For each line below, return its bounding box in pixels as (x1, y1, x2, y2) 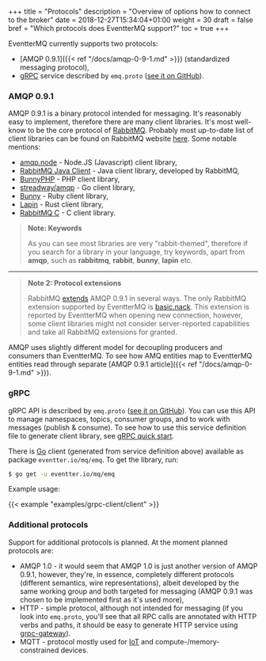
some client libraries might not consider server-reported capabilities (27, 319, 250, 329)
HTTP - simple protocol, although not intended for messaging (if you (19, 603, 244, 613)
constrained (19, 645, 59, 655)
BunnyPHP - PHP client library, (19, 174, 120, 184)
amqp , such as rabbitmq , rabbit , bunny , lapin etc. (27, 256, 193, 265)
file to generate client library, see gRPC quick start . (8, 431, 174, 440)
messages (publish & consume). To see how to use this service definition (8, 423, 247, 432)
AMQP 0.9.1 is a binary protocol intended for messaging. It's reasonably (8, 108, 241, 118)
